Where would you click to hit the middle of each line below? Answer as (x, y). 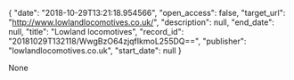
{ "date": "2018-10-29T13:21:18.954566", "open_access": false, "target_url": (147, 13)
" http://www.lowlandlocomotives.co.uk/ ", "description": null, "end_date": (142, 22)
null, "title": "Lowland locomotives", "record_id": (96, 32)
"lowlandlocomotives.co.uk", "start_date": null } (95, 51)
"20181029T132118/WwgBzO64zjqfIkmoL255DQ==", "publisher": (127, 41)
